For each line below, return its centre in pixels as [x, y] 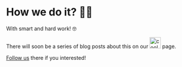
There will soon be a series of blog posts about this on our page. [91, 46]
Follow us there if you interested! [46, 58]
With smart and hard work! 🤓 [41, 28]
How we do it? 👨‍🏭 [50, 12]
